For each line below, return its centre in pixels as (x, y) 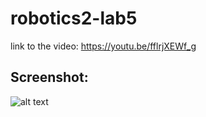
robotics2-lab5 (74, 18)
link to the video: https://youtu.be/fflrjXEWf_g (103, 46)
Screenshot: (49, 77)
